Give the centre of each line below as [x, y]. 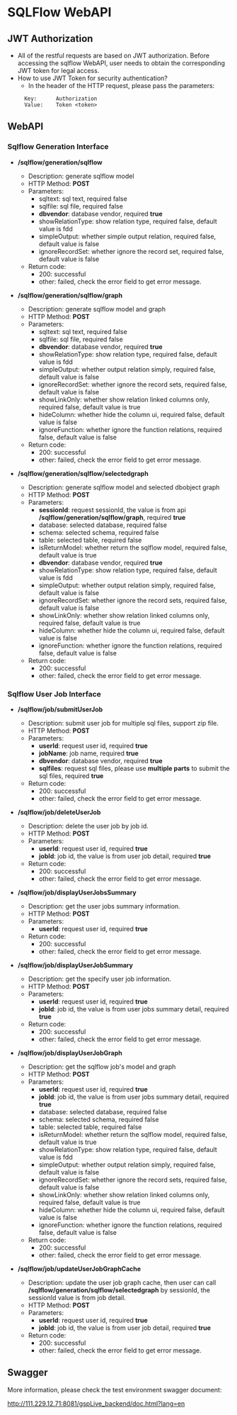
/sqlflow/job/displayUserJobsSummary [77, 892]
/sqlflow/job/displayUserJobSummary [75, 965]
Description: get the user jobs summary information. [104, 906]
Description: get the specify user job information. [100, 979]
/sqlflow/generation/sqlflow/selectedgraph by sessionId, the [119, 1290]
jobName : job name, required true [89, 753]
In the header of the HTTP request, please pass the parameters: [121, 85]
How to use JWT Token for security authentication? [92, 78]
